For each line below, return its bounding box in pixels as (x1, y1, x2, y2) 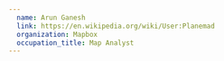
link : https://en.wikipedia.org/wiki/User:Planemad (16, 22, 216, 30)
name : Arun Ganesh (16, 13, 87, 22)
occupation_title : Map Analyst (16, 38, 135, 48)
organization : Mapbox (16, 30, 98, 39)
